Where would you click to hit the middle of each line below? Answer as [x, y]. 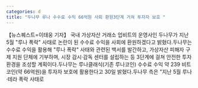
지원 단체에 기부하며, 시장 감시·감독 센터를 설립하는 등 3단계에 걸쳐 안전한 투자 [102, 57]
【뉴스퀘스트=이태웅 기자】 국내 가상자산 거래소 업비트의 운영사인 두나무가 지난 [98, 35]
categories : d [24, 12]
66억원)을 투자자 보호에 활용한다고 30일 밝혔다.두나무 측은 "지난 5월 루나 [108, 71]
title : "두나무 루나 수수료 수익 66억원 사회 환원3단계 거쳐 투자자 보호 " [86, 17]
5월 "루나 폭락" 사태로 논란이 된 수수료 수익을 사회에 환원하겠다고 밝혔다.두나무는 [99, 42]
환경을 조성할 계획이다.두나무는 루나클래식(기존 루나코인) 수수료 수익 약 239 [93, 64]
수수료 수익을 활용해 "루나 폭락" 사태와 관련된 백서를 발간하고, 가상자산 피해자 [95, 49]
